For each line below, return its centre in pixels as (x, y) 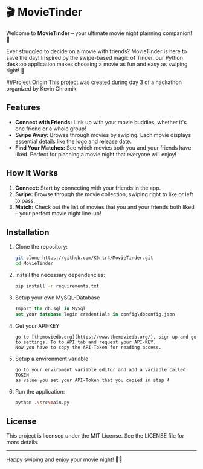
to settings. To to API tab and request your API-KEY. (85, 342)
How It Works (32, 173)
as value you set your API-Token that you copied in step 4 (92, 380)
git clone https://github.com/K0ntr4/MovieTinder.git (84, 258)
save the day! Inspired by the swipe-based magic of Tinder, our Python (95, 57)
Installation (28, 232)
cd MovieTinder (34, 264)
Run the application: (40, 391)
